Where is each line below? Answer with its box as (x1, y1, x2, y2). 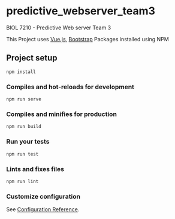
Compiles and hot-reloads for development (6, 83, 135, 91)
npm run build (6, 124, 42, 130)
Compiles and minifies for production (6, 109, 117, 118)
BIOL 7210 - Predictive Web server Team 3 (6, 24, 111, 31)
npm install (6, 69, 36, 75)
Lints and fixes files (6, 165, 65, 173)
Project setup (6, 53, 58, 63)
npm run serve (6, 96, 42, 102)
